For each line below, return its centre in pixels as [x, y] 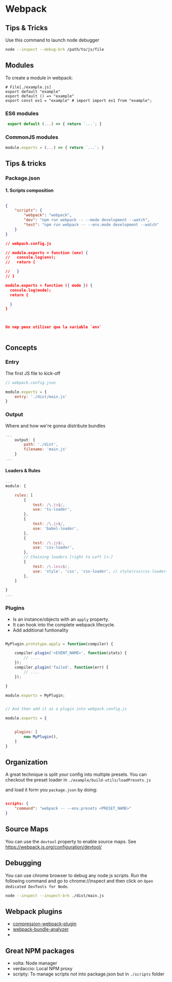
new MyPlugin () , [41, 737]
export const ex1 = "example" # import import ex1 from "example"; [79, 100]
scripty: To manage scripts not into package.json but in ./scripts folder [89, 974]
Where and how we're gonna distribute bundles [56, 426]
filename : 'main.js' [46, 449]
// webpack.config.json [31, 383]
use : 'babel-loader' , [56, 528]
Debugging [24, 863]
